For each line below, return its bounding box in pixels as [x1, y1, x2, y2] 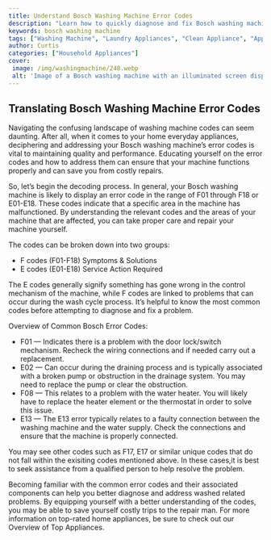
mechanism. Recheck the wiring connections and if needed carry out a [19, 345, 256, 355]
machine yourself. [8, 224, 69, 234]
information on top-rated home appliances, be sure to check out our [8, 514, 235, 524]
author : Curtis [8, 42, 60, 50]
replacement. [19, 354, 65, 364]
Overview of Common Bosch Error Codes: [8, 321, 148, 331]
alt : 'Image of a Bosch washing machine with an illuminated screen [11, 72, 248, 80]
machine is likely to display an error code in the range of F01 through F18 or [8, 190, 259, 200]
